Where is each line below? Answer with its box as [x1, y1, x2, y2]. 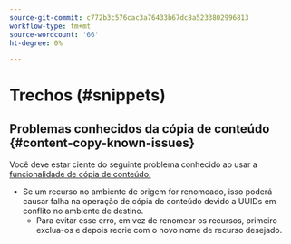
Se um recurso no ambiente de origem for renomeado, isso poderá [22, 186, 273, 197]
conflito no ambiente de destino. [22, 205, 144, 217]
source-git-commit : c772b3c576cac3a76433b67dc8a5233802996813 [9, 13, 249, 23]
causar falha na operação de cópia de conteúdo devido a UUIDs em [22, 196, 276, 207]
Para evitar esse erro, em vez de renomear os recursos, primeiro [35, 215, 278, 226]
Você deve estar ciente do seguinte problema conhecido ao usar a [9, 159, 258, 170]
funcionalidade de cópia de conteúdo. [9, 169, 151, 180]
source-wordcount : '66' [9, 30, 100, 39]
